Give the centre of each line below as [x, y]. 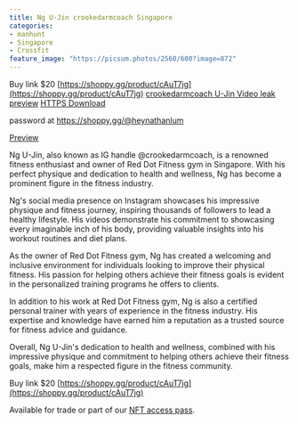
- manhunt [28, 34]
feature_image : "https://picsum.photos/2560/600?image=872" [123, 59]
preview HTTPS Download [57, 103]
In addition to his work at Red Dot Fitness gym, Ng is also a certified [133, 301]
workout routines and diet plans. [68, 238]
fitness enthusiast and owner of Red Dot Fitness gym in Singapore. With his [148, 164]
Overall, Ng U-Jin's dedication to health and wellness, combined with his [142, 347]
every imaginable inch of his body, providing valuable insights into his [137, 229]
